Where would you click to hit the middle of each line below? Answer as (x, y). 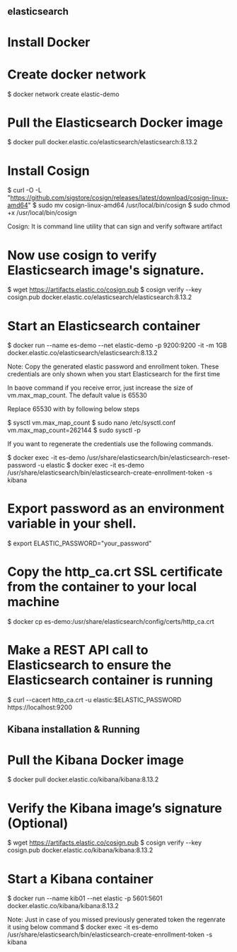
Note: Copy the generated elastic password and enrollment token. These (113, 366)
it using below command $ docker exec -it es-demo (83, 927)
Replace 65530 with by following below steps (74, 409)
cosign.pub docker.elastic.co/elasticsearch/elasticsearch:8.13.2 (100, 297)
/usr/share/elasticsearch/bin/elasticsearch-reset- (158, 458)
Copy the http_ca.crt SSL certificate (115, 572)
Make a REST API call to (78, 650)
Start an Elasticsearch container (104, 326)
